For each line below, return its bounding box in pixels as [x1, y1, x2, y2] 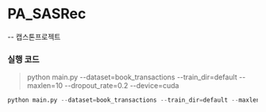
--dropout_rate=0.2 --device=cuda [64, 81, 179, 91]
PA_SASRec [7, 5, 87, 23]
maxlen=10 [26, 81, 64, 91]
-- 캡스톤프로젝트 [7, 32, 61, 41]
